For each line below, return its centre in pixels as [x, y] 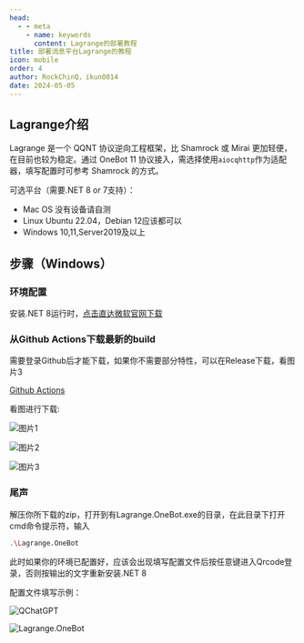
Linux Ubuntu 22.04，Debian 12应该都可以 [102, 221]
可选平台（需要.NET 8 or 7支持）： [73, 190]
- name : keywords [59, 35]
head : [20, 18]
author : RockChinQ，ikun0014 [64, 77]
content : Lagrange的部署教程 [86, 43]
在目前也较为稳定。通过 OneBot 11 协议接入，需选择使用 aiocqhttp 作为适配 [148, 159]
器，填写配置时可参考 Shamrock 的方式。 [86, 171]
